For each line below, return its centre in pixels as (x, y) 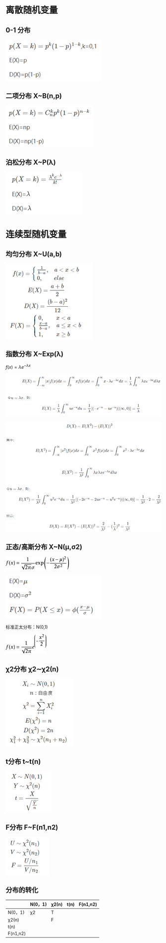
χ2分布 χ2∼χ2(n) (32, 669)
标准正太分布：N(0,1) (27, 627)
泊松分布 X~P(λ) (31, 163)
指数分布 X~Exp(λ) (35, 354)
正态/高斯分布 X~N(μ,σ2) (44, 547)
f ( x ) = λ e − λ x (18, 367)
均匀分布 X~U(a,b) (34, 254)
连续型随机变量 (36, 234)
